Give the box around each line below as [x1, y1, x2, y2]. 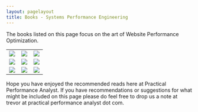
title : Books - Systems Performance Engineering [6, 14, 128, 20]
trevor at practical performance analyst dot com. [6, 99, 124, 106]
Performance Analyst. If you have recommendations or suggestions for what [6, 87, 192, 94]
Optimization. [6, 37, 39, 44]
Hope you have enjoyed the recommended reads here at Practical [6, 80, 167, 87]
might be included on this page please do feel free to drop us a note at [6, 92, 178, 100]
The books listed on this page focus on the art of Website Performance [6, 30, 179, 37]
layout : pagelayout [6, 8, 54, 15]
